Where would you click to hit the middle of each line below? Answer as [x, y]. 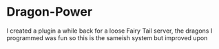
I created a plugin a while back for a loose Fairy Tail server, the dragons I [109, 31]
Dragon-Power [50, 12]
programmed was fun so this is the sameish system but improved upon [107, 37]
